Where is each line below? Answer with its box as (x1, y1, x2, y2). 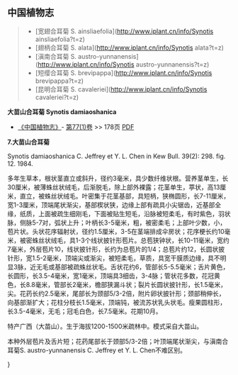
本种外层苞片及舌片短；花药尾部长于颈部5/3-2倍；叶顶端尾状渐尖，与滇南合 (7, 337, 229, 345)
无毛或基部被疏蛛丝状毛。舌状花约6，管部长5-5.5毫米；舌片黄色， (35, 262, 229, 271)
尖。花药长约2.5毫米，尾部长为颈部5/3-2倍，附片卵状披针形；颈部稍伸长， (7, 289, 225, 298)
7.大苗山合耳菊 (7, 138, 50, 146)
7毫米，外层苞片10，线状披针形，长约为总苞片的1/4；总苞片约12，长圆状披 (7, 245, 225, 253)
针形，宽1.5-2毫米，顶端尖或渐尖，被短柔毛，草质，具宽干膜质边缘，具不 (7, 254, 221, 262)
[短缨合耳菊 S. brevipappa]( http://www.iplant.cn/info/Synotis (35, 68, 212, 77)
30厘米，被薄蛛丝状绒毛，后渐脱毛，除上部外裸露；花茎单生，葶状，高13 (7, 183, 220, 191)
